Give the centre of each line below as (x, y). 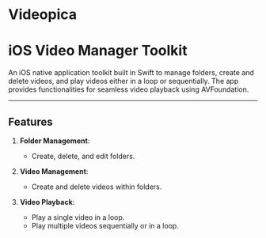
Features (30, 121)
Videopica (43, 15)
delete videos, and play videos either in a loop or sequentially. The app (123, 81)
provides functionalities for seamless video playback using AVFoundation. (129, 89)
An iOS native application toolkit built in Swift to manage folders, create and (131, 73)
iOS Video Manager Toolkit (98, 51)
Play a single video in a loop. (78, 217)
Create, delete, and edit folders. (83, 156)
